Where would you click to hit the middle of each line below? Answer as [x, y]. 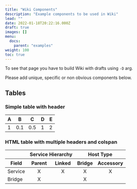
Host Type [100, 155]
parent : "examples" [34, 46]
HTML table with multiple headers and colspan [61, 142]
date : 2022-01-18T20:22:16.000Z [38, 23]
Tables [15, 93]
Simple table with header [35, 107]
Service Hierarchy [51, 155]
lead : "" [14, 18]
